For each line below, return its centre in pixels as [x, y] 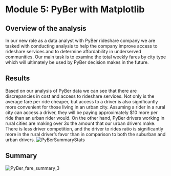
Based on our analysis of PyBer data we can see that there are [71, 91]
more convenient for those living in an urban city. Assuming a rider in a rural [85, 107]
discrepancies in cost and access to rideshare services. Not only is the [80, 96]
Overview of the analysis [46, 28]
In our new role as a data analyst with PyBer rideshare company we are [80, 40]
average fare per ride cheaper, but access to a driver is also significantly [82, 101]
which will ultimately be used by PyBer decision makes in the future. [77, 62]
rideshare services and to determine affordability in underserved [73, 51]
